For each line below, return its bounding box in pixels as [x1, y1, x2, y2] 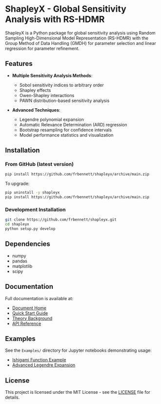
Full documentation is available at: [5, 295, 74, 301]
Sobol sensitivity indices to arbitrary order [19, 82, 104, 88]
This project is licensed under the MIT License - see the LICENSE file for [5, 389, 150, 395]
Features [5, 60, 33, 68]
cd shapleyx [5, 222, 29, 227]
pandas [12, 258, 28, 264]
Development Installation [5, 206, 66, 213]
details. [5, 394, 20, 401]
